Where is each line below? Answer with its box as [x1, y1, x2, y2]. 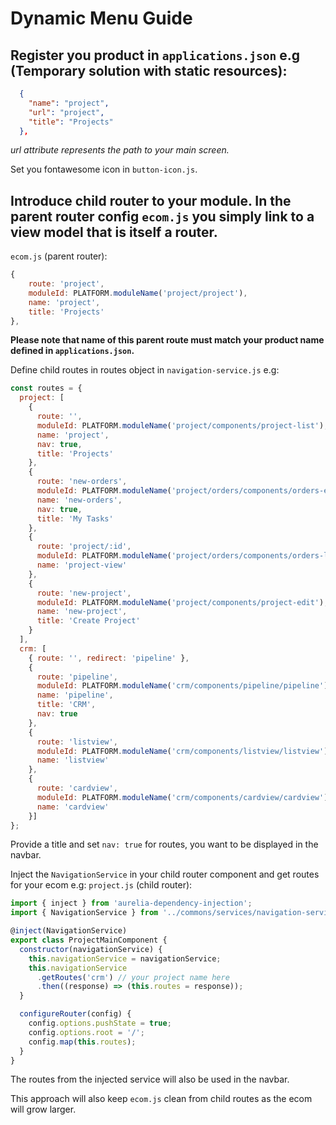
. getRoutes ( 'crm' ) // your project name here [36, 972, 230, 982]
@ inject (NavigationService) [10, 926, 128, 936]
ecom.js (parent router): [10, 250, 108, 262]
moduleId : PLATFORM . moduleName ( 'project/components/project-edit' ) [36, 597, 325, 607]
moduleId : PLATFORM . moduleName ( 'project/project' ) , [28, 288, 248, 298]
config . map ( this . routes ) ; [28, 1037, 137, 1047]
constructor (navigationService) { [19, 944, 163, 954]
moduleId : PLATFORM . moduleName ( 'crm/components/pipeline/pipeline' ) [36, 681, 329, 691]
